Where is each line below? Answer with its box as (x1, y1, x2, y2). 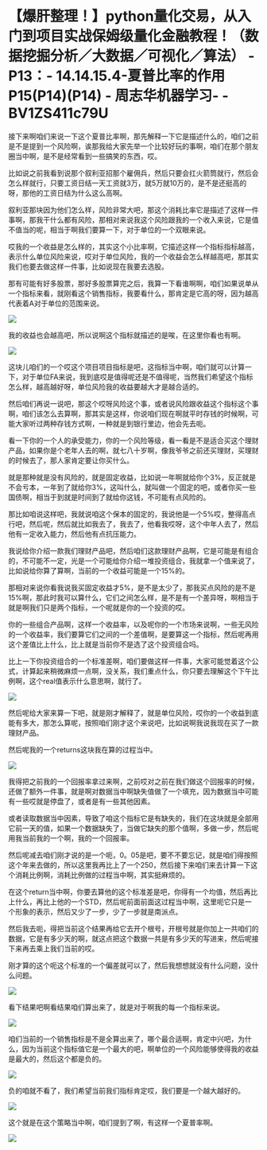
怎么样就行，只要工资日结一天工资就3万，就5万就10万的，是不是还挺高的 (8, 178, 247, 188)
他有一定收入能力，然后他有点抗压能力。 (8, 529, 141, 538)
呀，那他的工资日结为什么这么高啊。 (8, 188, 127, 197)
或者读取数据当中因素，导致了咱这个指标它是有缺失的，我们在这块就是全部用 (8, 813, 259, 823)
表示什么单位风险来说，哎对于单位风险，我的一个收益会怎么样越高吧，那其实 (8, 251, 259, 261)
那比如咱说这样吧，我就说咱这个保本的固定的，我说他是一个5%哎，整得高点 (8, 509, 257, 519)
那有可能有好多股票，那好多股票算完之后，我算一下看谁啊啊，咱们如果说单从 (8, 278, 259, 288)
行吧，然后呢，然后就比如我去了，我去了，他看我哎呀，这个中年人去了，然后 (8, 519, 259, 529)
